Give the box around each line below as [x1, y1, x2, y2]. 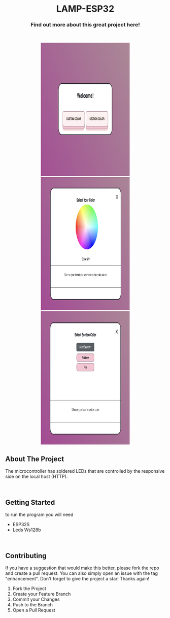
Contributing [5, 551, 47, 560]
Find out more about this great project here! [30, 21, 141, 28]
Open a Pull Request [12, 607, 56, 613]
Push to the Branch [12, 601, 53, 607]
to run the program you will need [5, 511, 74, 518]
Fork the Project [12, 585, 47, 592]
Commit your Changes [12, 596, 60, 602]
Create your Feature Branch [12, 591, 71, 597]
